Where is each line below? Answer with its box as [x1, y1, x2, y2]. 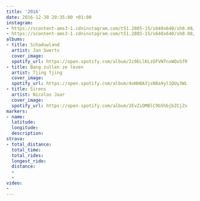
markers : [6, 108, 28, 114]
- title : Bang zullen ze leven [6, 64, 84, 70]
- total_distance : [6, 141, 52, 147]
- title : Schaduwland [6, 42, 60, 48]
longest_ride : [11, 158, 46, 164]
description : [11, 130, 44, 137]
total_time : [11, 147, 42, 153]
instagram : [6, 20, 33, 26]
